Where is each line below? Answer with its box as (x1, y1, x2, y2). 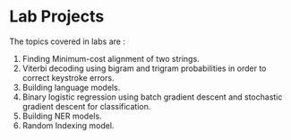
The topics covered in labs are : (9, 36, 125, 47)
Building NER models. (21, 110, 102, 121)
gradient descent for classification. (21, 101, 151, 111)
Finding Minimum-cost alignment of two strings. (21, 53, 200, 64)
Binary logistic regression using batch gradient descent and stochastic (21, 92, 283, 102)
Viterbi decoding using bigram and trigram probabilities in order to (21, 63, 267, 74)
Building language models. (21, 82, 121, 92)
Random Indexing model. (21, 119, 115, 131)
